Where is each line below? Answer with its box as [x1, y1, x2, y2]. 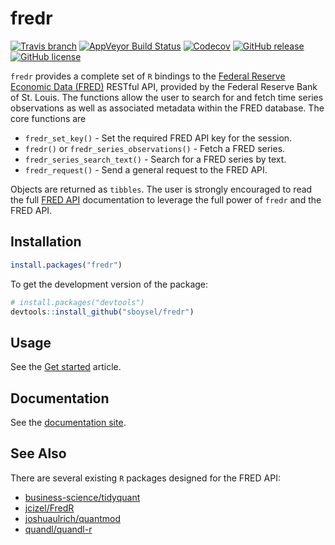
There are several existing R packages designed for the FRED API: [10, 472, 281, 484]
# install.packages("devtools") [10, 297, 145, 307]
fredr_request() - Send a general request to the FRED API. [24, 163, 268, 176]
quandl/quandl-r [24, 523, 93, 535]
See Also [10, 445, 67, 462]
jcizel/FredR [24, 502, 75, 514]
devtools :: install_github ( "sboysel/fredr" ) [10, 307, 195, 317]
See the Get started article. [10, 361, 122, 373]
